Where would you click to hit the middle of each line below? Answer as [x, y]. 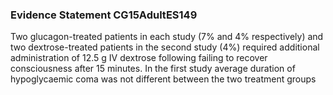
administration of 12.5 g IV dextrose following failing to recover [139, 58]
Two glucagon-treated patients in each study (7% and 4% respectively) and [167, 37]
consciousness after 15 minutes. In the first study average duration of [153, 69]
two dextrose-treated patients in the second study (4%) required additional [165, 47]
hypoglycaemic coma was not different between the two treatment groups [163, 79]
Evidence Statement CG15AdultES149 [104, 15]
